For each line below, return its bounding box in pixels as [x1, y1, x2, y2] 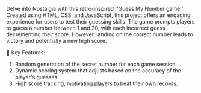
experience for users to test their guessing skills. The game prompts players [6, 18, 195, 25]
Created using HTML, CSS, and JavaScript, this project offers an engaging [6, 11, 191, 19]
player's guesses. [14, 74, 59, 80]
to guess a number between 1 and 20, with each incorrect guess [6, 24, 165, 31]
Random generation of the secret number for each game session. [14, 60, 178, 68]
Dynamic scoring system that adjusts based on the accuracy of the [14, 67, 182, 74]
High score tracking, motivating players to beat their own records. [14, 80, 179, 87]
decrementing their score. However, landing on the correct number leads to [6, 31, 194, 38]
